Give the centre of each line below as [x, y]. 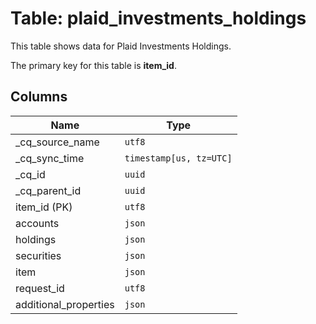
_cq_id [30, 174]
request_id [40, 288]
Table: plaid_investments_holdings [158, 18]
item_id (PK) [44, 207]
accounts [37, 223]
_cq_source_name [57, 142]
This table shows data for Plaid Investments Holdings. [121, 46]
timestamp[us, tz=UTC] [178, 158]
